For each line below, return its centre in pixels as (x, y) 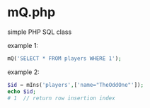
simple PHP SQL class (40, 32)
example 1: (23, 45)
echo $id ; (22, 91)
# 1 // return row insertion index (61, 98)
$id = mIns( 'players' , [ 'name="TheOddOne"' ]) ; (75, 85)
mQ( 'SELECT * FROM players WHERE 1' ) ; (64, 58)
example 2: (24, 72)
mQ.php (31, 12)
